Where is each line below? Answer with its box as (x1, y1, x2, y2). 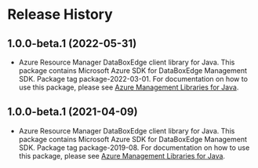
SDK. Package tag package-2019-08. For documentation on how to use (18, 143, 250, 152)
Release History (7, 5, 113, 24)
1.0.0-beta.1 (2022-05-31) (7, 37, 137, 50)
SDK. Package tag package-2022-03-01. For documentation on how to (18, 75, 249, 83)
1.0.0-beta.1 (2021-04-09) (7, 105, 138, 119)
